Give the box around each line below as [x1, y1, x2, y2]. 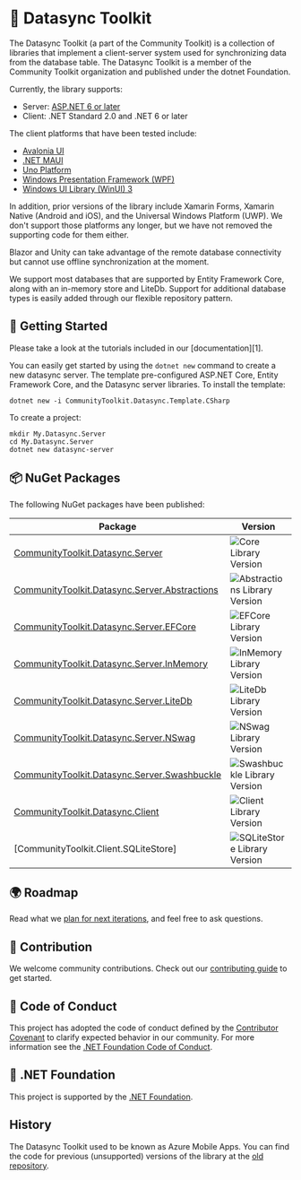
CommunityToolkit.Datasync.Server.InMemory [13, 657, 209, 670]
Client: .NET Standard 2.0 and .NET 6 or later [21, 110, 188, 121]
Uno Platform [21, 164, 72, 175]
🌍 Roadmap [9, 885, 79, 900]
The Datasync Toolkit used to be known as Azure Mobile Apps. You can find [9, 1141, 289, 1151]
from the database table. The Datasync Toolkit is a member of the [9, 56, 253, 67]
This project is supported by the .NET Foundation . [9, 1091, 193, 1102]
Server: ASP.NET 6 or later [21, 100, 121, 111]
